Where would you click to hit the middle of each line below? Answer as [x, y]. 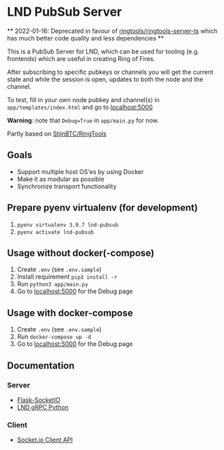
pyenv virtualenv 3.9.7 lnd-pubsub [68, 225]
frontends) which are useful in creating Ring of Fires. [81, 58]
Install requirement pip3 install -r [67, 277]
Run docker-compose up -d [54, 337]
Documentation [41, 365]
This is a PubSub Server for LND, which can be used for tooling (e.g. [103, 51]
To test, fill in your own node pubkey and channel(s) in [83, 99]
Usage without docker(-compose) [81, 253]
